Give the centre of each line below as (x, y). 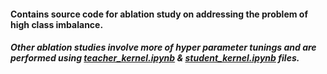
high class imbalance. (57, 24)
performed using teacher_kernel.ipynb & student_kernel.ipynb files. (155, 58)
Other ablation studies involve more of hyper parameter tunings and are (163, 47)
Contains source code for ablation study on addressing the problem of (159, 14)
